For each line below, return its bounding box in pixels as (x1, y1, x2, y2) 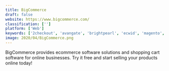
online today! (5, 60, 32, 66)
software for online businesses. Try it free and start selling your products (5, 54, 158, 60)
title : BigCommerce (5, 7, 47, 13)
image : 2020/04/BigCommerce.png (5, 36, 74, 41)
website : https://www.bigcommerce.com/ (5, 17, 90, 22)
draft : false (5, 12, 33, 17)
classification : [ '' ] (5, 21, 51, 27)
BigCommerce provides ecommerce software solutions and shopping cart (5, 49, 160, 55)
